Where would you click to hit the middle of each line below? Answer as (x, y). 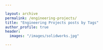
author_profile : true (27, 27)
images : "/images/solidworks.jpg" (44, 36)
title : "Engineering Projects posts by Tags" (52, 23)
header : (13, 32)
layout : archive (21, 13)
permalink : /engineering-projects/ (41, 18)
